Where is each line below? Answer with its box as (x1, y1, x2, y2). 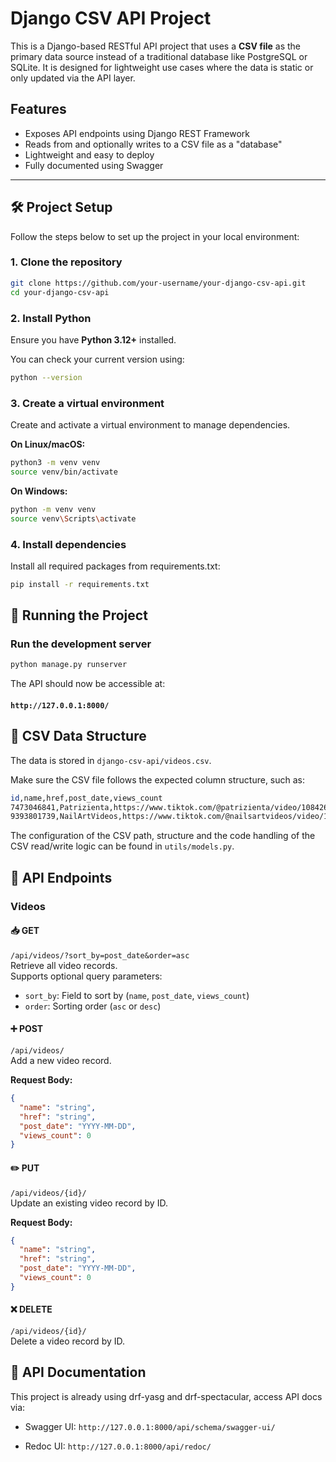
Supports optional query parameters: (10, 970, 163, 982)
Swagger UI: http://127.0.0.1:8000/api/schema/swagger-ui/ (24, 1420, 276, 1432)
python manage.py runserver (10, 660, 128, 670)
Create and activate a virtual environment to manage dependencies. (10, 419, 291, 431)
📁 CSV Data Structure (10, 728, 147, 745)
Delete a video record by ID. (10, 1335, 126, 1347)
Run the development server (10, 637, 152, 651)
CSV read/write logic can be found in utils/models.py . (10, 840, 235, 852)
